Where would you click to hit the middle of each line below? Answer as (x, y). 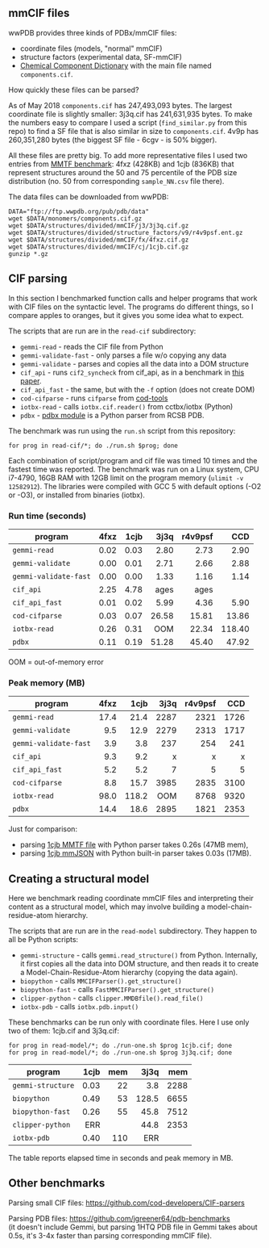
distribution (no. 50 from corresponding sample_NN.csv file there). (116, 181)
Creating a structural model (79, 879)
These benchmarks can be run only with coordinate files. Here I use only (129, 1022)
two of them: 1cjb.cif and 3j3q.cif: (64, 1031)
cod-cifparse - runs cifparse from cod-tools (94, 398)
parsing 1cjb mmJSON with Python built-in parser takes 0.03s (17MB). (136, 853)
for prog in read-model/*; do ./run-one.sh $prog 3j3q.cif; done (120, 1053)
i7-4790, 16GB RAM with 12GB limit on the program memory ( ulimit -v (126, 477)
